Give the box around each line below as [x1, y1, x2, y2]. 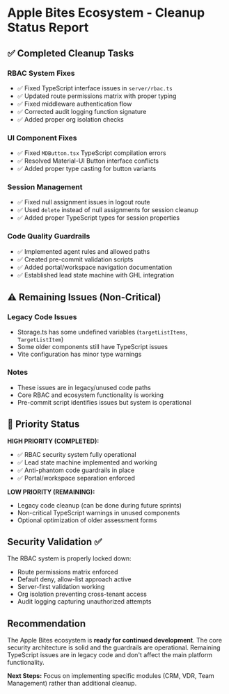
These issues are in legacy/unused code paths [17, 383, 151, 392]
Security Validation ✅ [7, 535, 102, 547]
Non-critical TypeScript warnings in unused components [17, 508, 180, 517]
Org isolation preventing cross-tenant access [17, 590, 148, 599]
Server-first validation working [17, 583, 105, 591]
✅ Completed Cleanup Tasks [7, 47, 134, 59]
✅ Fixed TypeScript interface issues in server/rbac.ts [17, 83, 173, 92]
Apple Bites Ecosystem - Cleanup [7, 5, 205, 21]
